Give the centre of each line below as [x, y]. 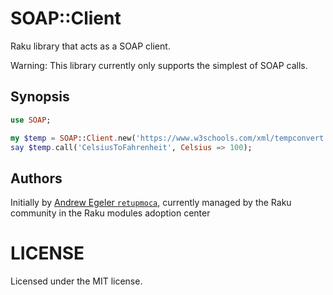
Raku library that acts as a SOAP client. [90, 46]
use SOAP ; [31, 120]
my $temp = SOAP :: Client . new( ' [75, 138]
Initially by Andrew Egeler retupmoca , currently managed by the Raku [151, 203]
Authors [36, 178]
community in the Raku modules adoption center [110, 213]
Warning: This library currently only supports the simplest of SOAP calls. [159, 65]
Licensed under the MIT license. [76, 281]
